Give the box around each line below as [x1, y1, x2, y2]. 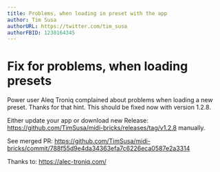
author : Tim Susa [7, 16, 57, 23]
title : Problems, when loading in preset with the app [7, 10, 168, 17]
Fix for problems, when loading [7, 59, 188, 74]
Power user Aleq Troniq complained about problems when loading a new [7, 96, 213, 104]
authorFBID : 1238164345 [7, 29, 76, 36]
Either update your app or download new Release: [7, 116, 149, 125]
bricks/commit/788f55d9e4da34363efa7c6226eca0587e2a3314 [7, 145, 190, 153]
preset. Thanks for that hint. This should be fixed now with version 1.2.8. [7, 103, 212, 112]
